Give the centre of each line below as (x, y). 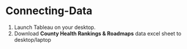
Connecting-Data (49, 11)
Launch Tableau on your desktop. (55, 27)
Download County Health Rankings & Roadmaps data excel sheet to (98, 33)
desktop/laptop (32, 40)
